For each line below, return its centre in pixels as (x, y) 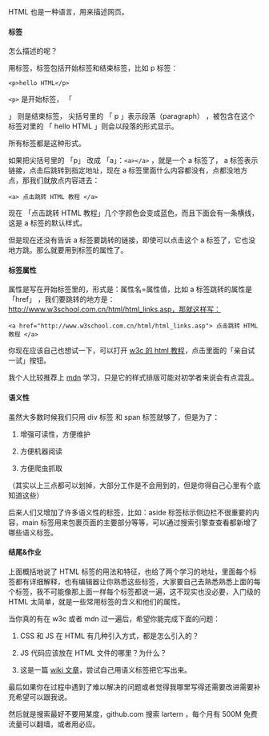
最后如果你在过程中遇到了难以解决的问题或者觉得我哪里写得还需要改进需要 (131, 687)
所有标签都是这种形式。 (47, 144)
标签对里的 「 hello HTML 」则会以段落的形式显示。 (93, 126)
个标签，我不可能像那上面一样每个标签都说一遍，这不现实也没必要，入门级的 (134, 592)
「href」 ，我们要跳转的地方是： (62, 299)
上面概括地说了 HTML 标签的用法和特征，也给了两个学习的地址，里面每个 (129, 571)
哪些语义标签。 (33, 532)
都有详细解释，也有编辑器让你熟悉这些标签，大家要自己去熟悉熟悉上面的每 (138, 581)
